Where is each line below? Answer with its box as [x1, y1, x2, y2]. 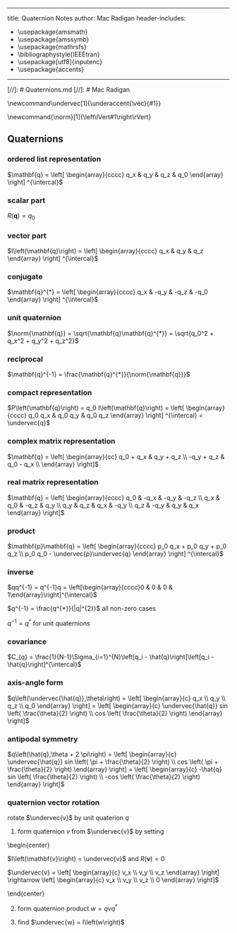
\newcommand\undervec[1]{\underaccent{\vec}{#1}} [7, 99, 162, 107]
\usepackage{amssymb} [17, 35, 90, 43]
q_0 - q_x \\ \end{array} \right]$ [7, 460, 99, 468]
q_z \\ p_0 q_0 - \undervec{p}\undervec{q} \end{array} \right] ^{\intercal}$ [7, 549, 224, 558]
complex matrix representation [7, 437, 116, 446]
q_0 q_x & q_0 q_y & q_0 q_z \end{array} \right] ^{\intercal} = [28, 411, 203, 420]
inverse [7, 567, 34, 577]
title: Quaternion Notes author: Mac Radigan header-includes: [7, 14, 186, 22]
